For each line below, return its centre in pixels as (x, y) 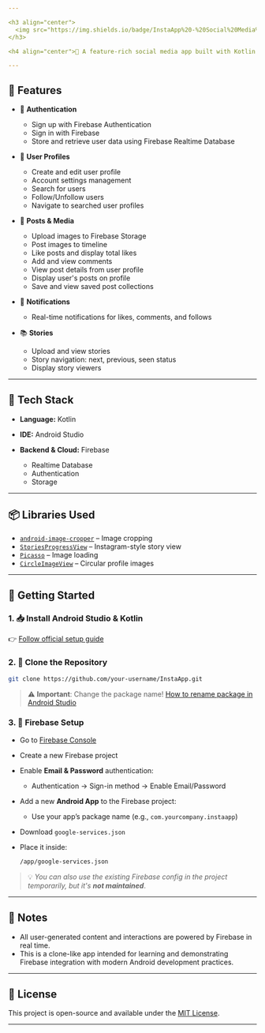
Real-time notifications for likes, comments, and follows (121, 317)
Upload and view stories (71, 351)
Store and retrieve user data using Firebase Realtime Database (133, 141)
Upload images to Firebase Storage (89, 236)
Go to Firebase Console (58, 740)
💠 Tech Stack (41, 400)
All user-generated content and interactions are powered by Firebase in (136, 937)
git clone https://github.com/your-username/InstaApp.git (105, 679)
